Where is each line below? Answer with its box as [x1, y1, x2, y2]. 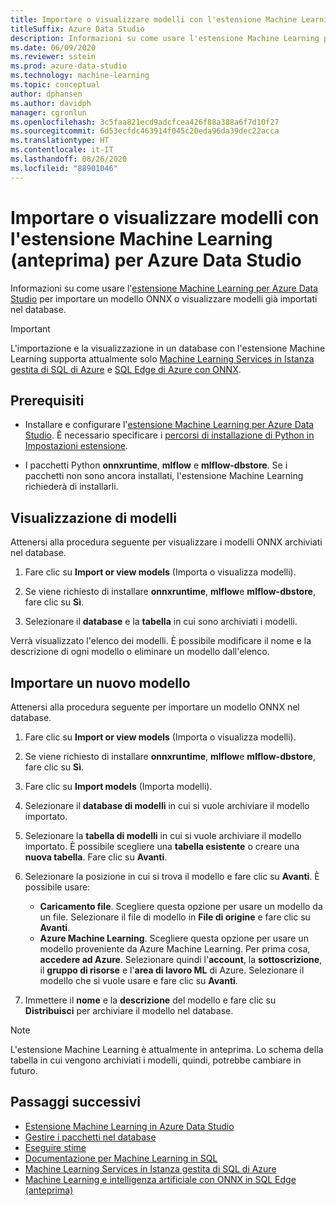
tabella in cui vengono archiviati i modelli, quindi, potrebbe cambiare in [10, 1054, 302, 1066]
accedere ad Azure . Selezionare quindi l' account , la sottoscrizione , [39, 954, 323, 965]
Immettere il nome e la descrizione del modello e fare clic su [24, 994, 277, 1006]
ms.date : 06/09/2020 [10, 42, 97, 53]
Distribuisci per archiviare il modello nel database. [24, 1005, 234, 1016]
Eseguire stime [24, 1141, 87, 1153]
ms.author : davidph [10, 98, 92, 108]
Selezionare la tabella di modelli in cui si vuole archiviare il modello [24, 830, 302, 841]
